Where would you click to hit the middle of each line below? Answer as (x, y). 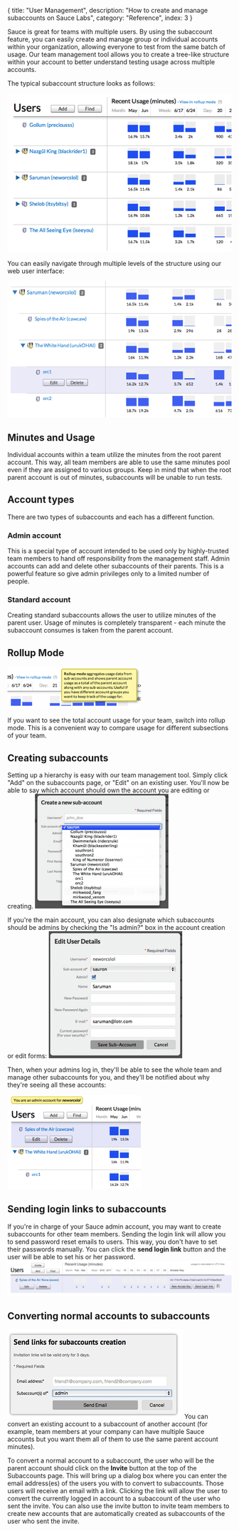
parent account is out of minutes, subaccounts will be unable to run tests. (115, 477)
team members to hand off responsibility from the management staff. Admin (118, 558)
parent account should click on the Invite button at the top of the (102, 1468)
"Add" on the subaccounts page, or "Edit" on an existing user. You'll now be (118, 782)
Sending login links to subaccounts (87, 1209)
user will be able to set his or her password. (71, 1256)
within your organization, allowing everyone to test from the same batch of (116, 47)
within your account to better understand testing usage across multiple (111, 62)
